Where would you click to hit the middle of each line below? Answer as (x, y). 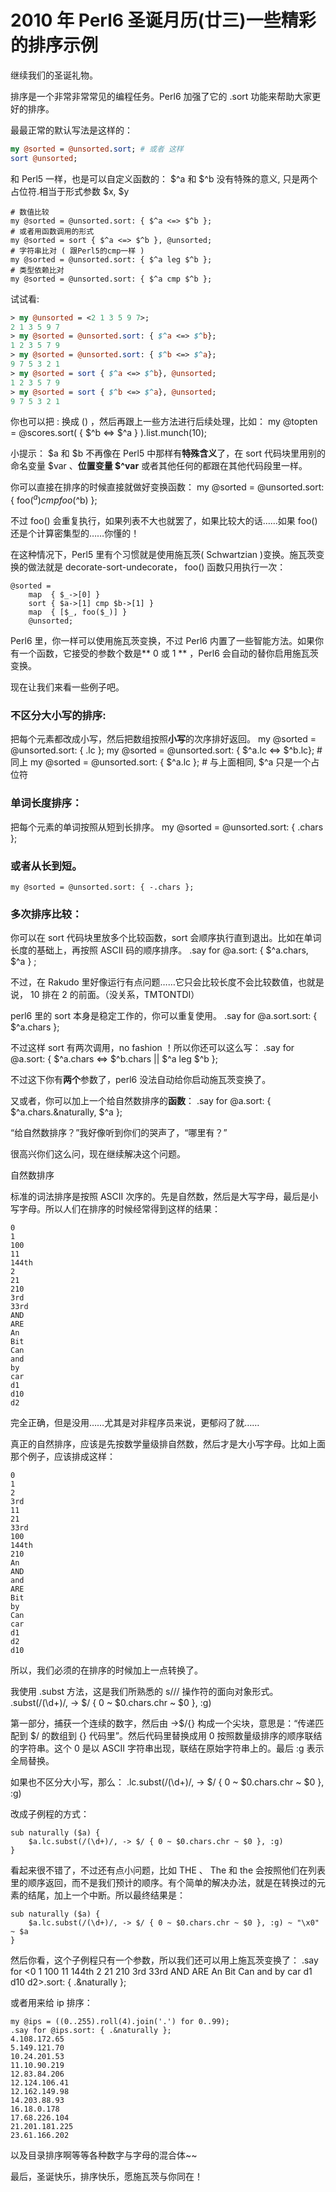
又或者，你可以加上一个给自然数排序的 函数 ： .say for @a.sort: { (141, 1101)
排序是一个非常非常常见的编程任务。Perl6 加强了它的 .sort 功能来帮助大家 (161, 96)
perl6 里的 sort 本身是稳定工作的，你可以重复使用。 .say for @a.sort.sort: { (164, 1016)
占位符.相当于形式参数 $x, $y (70, 191)
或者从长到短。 (46, 866)
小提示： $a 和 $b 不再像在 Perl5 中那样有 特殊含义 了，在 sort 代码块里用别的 (168, 453)
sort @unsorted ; (44, 158)
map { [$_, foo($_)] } (78, 612)
